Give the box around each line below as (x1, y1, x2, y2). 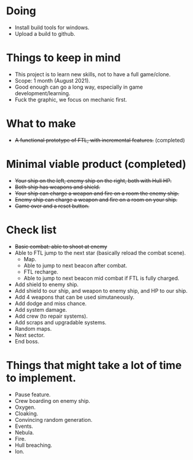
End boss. (14, 337, 40, 345)
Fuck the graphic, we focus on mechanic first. (14, 96, 128, 103)
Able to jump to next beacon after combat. (23, 262, 128, 269)
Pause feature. (14, 391, 51, 398)
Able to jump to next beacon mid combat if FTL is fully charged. (23, 274, 180, 281)
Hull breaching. (14, 442, 52, 449)
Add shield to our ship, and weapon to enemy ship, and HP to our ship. (14, 287, 188, 294)
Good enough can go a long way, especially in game (14, 83, 143, 90)
